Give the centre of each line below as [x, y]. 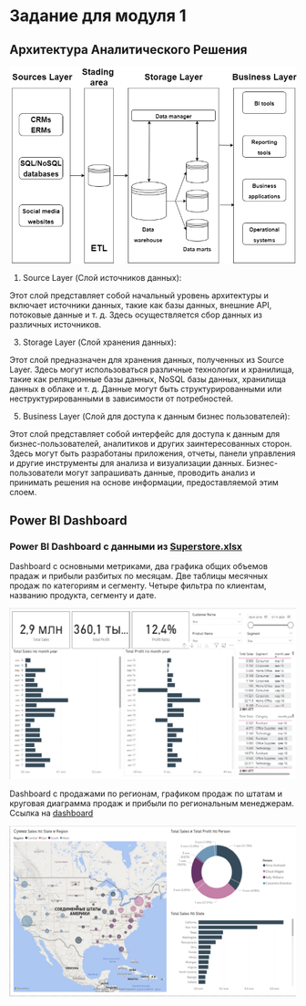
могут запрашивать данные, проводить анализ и [160, 472]
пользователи [36, 472]
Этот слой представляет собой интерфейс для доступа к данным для [145, 433]
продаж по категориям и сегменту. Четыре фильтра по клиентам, [138, 586]
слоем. [23, 492]
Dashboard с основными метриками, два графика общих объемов [139, 566]
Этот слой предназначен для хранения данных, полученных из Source [147, 359]
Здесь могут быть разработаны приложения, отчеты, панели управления [153, 453]
